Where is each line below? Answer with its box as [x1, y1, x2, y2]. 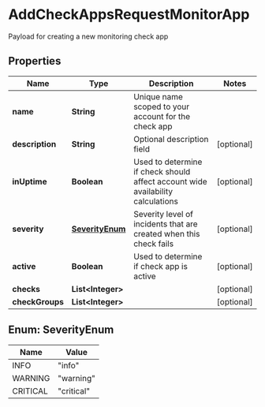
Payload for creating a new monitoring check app [8, 32, 169, 41]
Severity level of [133, 208, 193, 219]
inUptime [12, 176, 47, 187]
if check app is [133, 260, 188, 271]
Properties [8, 54, 62, 68]
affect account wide [133, 176, 207, 187]
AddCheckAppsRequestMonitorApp [8, 6, 250, 24]
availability [133, 185, 174, 196]
